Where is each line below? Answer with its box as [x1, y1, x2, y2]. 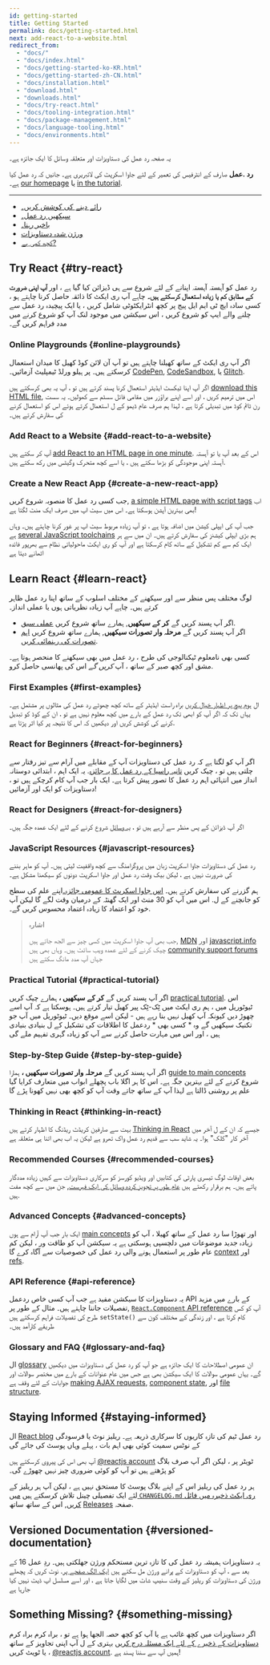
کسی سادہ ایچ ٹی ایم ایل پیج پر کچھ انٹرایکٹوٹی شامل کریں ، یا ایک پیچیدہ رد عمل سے [9, 301, 261, 310]
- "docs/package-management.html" [16, 116, 131, 124]
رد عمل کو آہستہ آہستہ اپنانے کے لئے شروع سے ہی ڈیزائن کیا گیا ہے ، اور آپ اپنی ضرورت [9, 282, 257, 293]
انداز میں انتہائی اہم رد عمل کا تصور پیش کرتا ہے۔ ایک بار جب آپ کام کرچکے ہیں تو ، [9, 774, 257, 784]
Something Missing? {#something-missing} [9, 1608, 233, 1622]
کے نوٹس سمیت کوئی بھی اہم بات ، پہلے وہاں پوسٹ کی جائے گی [9, 1441, 200, 1450]
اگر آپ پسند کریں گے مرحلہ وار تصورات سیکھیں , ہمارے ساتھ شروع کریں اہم [20, 627, 246, 637]
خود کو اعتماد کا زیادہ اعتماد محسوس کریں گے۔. [9, 903, 151, 914]
